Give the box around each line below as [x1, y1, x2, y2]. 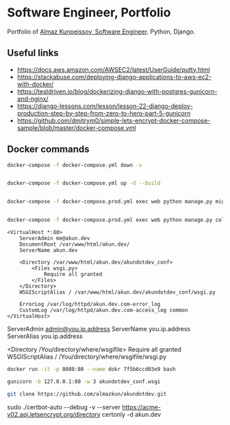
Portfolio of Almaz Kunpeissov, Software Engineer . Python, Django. [7, 27, 196, 36]
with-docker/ [16, 80, 54, 88]
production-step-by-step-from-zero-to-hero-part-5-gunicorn [16, 109, 191, 117]
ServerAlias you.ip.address [7, 332, 84, 340]
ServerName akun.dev [19, 247, 78, 254]
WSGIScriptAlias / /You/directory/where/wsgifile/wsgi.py [7, 352, 167, 361]
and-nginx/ [16, 94, 49, 103]
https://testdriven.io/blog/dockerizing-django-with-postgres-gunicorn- [16, 87, 218, 95]
